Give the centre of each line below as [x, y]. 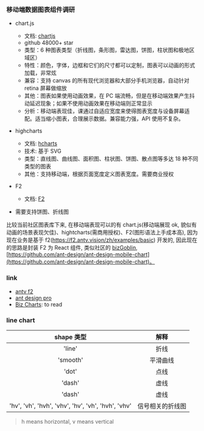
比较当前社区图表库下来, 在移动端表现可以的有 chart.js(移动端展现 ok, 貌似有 [102, 225]
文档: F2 [34, 199]
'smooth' [70, 360]
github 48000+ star [49, 43]
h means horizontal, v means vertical [68, 421]
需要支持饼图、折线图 [42, 212]
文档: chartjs [40, 36]
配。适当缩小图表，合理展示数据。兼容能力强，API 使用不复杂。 [104, 119]
